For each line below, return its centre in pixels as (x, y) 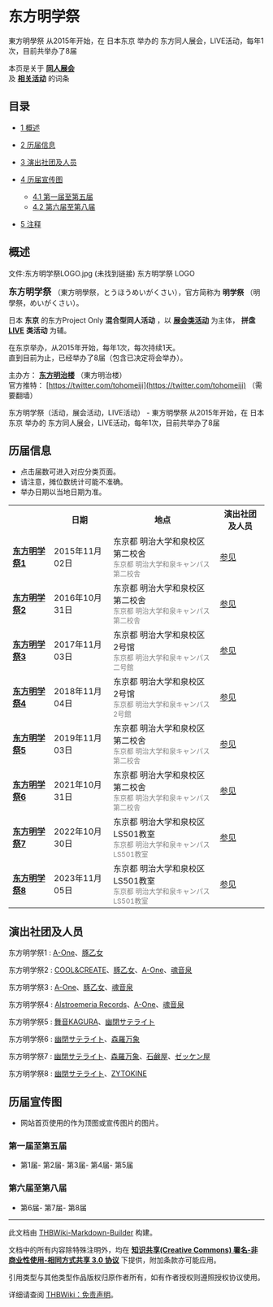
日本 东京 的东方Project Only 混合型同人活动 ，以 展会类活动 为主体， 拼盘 (132, 320)
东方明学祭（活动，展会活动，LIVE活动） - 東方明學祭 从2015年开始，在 (128, 412)
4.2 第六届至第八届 (64, 206)
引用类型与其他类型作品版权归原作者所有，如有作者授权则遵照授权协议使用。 (136, 1277)
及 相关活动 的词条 (39, 78)
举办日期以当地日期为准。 (63, 492)
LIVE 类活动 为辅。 (40, 330)
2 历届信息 (38, 145)
